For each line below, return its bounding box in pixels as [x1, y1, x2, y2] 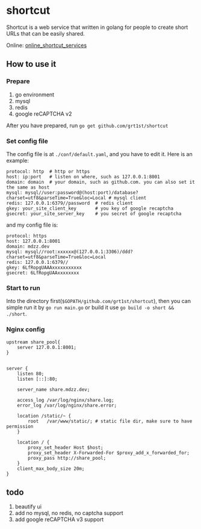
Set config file [6, 137, 48, 145]
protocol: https [6, 233, 47, 239]
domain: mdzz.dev [6, 243, 50, 249]
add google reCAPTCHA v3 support [14, 516, 104, 523]
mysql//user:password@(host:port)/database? [25, 189, 138, 196]
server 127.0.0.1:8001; [17, 344, 77, 350]
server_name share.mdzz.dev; [17, 386, 90, 392]
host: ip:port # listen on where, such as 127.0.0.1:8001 [6, 174, 161, 180]
